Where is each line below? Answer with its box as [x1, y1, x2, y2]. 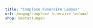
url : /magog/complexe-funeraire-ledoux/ [5, 11, 89, 16]
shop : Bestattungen [5, 16, 45, 20]
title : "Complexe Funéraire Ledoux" [5, 7, 80, 12]
